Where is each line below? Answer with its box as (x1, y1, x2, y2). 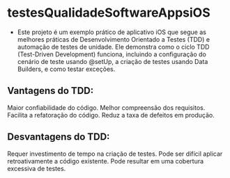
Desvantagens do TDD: (7, 131, 110, 143)
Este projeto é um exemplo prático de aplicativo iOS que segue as (17, 28, 207, 36)
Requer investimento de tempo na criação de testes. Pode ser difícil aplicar (7, 149, 223, 158)
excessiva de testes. (7, 164, 66, 172)
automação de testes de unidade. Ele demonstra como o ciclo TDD (17, 42, 210, 51)
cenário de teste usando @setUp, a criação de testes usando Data (17, 57, 208, 65)
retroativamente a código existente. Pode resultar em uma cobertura (7, 156, 204, 165)
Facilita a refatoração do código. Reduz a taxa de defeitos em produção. (7, 111, 215, 119)
